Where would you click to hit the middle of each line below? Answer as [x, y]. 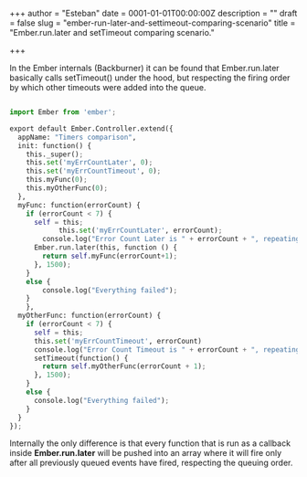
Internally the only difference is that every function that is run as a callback [150, 443]
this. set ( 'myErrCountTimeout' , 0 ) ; [94, 171]
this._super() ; [55, 154]
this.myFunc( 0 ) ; [57, 180]
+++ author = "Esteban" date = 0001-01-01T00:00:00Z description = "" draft [153, 13]
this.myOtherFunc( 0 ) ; [67, 188]
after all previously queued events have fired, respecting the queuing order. [151, 463]
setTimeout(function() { [81, 358]
